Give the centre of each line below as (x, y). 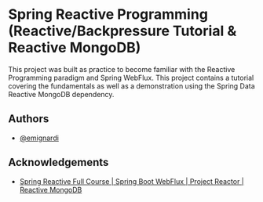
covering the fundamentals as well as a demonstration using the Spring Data (131, 86)
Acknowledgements (58, 162)
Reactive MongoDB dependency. (61, 94)
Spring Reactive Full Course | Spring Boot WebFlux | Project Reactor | (132, 181)
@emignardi (39, 138)
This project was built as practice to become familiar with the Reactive (122, 69)
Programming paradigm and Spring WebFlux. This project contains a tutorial (131, 78)
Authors (29, 119)
